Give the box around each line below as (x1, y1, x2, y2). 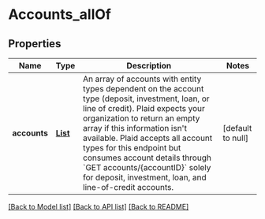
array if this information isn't (82, 123, 188, 133)
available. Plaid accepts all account (82, 132, 213, 143)
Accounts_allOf (8, 6, 112, 24)
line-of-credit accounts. (82, 182, 174, 192)
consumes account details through (82, 152, 211, 163)
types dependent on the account (82, 84, 204, 94)
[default (222, 123, 252, 133)
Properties (8, 37, 62, 50)
